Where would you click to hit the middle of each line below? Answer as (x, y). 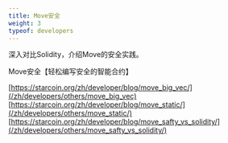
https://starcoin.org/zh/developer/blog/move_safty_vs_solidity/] (115, 122)
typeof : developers (41, 31)
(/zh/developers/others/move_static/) (70, 113)
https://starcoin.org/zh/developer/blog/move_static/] (98, 104)
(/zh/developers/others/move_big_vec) (73, 96)
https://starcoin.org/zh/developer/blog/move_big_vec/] (102, 88)
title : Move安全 (34, 16)
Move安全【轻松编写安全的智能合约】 (70, 71)
